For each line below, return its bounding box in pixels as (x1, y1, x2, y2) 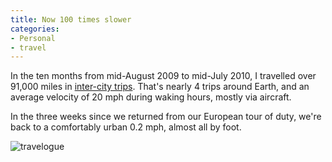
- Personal (10, 33, 56, 43)
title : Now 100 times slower (10, 14, 132, 25)
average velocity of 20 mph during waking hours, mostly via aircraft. (10, 91, 292, 103)
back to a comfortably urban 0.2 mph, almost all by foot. (10, 121, 242, 133)
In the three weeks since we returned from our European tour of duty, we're (10, 111, 322, 123)
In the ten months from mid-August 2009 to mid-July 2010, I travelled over (10, 70, 317, 82)
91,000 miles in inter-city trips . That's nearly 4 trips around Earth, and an (10, 81, 310, 93)
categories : (10, 24, 60, 34)
